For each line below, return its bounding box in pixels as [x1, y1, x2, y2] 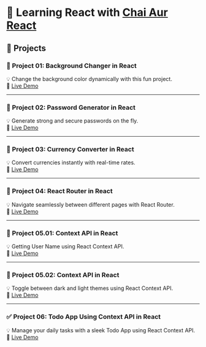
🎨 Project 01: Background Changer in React [6, 61, 137, 70]
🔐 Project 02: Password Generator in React [6, 103, 136, 112]
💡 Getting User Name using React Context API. [6, 243, 124, 250]
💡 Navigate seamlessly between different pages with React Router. [6, 200, 175, 208]
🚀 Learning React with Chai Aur [6, 6, 169, 20]
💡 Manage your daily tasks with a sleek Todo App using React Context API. [6, 326, 196, 334]
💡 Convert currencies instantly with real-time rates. [6, 159, 136, 166]
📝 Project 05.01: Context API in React [6, 229, 118, 237]
